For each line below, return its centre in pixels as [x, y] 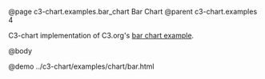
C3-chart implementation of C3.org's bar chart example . [101, 36]
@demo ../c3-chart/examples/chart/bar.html [81, 66]
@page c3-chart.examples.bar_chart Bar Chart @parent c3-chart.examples [133, 12]
